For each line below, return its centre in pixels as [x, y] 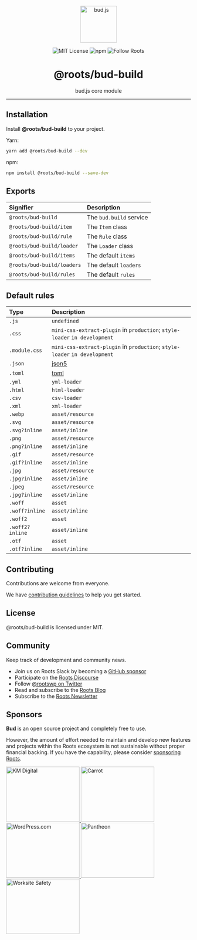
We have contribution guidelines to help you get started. [74, 595]
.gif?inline [26, 463]
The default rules [111, 274]
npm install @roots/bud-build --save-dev [57, 173]
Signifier [21, 208]
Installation [27, 115]
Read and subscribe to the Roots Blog [60, 690]
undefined [65, 321]
